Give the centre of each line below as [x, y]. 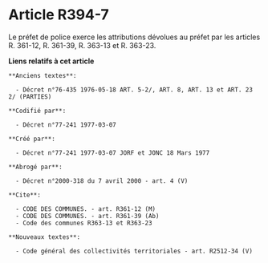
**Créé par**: [32, 139]
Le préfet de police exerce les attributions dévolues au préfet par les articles [134, 37]
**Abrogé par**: [35, 167]
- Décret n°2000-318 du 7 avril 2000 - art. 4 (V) [102, 181]
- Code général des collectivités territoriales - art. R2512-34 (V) [134, 251]
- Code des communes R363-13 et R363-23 [84, 223]
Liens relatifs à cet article [51, 61]
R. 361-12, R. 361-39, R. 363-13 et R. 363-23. [82, 45]
